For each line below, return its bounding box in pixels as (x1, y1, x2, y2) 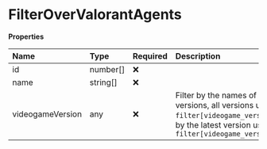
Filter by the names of (175, 90, 257, 101)
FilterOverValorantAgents (8, 6, 183, 24)
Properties (8, 32, 44, 41)
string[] (89, 77, 118, 88)
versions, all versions (175, 99, 254, 110)
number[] (89, 63, 126, 74)
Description (175, 50, 221, 61)
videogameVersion (12, 109, 82, 120)
